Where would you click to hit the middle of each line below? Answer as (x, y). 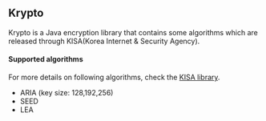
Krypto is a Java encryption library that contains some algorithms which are (133, 32)
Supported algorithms (46, 59)
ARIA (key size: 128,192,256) (66, 93)
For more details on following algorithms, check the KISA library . (114, 77)
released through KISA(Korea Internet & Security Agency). (104, 41)
